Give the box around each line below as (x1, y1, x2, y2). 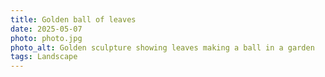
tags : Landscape (10, 52, 78, 62)
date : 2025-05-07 (10, 24, 83, 34)
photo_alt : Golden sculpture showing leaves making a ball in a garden (10, 42, 315, 53)
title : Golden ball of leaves (10, 14, 137, 25)
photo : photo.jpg (10, 33, 83, 43)
